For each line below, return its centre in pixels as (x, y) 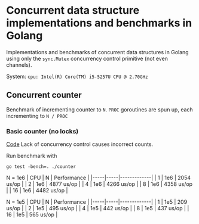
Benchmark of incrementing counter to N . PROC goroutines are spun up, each (99, 109)
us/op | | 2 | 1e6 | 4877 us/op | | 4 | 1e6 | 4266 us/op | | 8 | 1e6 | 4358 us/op (99, 184)
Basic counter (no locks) (42, 131)
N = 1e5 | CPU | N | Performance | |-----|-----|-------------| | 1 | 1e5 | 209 (97, 202)
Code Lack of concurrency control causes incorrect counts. (80, 144)
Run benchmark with (32, 156)
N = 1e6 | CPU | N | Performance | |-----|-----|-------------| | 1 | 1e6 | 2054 (99, 178)
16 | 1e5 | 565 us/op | (32, 214)
